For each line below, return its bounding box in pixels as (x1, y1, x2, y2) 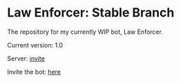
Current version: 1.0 (7, 41, 64, 49)
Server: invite (7, 54, 45, 63)
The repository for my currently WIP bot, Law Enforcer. (7, 28, 164, 36)
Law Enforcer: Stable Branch (7, 5, 175, 21)
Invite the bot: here (7, 68, 61, 76)
